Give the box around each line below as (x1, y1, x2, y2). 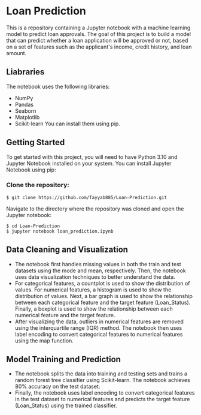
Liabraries (6, 67, 45, 77)
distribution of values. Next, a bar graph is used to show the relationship (14, 292, 193, 299)
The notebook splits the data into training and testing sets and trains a (14, 370, 187, 377)
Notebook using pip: (6, 166, 56, 173)
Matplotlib (14, 113, 40, 121)
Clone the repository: (6, 181, 70, 190)
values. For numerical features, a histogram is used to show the (14, 286, 172, 293)
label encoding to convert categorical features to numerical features (14, 330, 183, 338)
